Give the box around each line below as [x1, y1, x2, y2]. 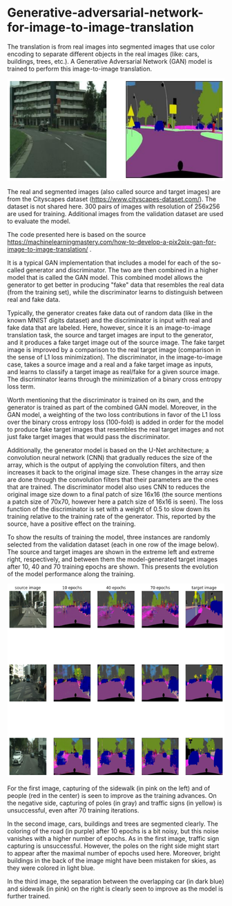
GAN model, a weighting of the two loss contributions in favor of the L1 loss [7, 411, 221, 419]
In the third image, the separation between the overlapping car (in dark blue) [7, 877, 224, 885]
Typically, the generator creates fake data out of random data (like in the [7, 309, 213, 317]
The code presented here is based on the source [7, 231, 146, 239]
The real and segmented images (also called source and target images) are [7, 188, 221, 196]
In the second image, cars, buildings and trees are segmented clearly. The [7, 819, 219, 828]
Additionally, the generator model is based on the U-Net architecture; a [7, 446, 209, 454]
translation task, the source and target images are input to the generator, [7, 331, 214, 339]
